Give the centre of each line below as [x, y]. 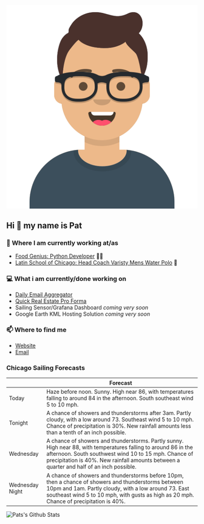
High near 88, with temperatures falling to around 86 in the [120, 447]
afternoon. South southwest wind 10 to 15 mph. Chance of [120, 454]
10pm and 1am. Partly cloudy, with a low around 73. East [118, 488]
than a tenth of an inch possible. [86, 433]
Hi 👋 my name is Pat [44, 225]
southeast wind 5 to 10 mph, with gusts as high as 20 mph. [120, 495]
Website [25, 345]
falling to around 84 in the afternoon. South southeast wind [120, 398]
